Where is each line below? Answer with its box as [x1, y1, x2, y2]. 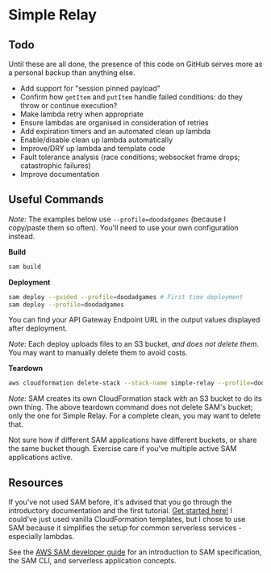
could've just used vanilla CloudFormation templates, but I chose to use [8, 515, 246, 525]
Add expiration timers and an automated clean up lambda [19, 127, 211, 136]
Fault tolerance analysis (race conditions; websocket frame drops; [19, 152, 240, 162]
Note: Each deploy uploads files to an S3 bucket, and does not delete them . [8, 339, 260, 349]
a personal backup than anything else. [8, 68, 135, 78]
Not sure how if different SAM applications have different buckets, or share [8, 435, 257, 445]
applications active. [8, 453, 73, 462]
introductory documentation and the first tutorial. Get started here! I [8, 506, 232, 516]
